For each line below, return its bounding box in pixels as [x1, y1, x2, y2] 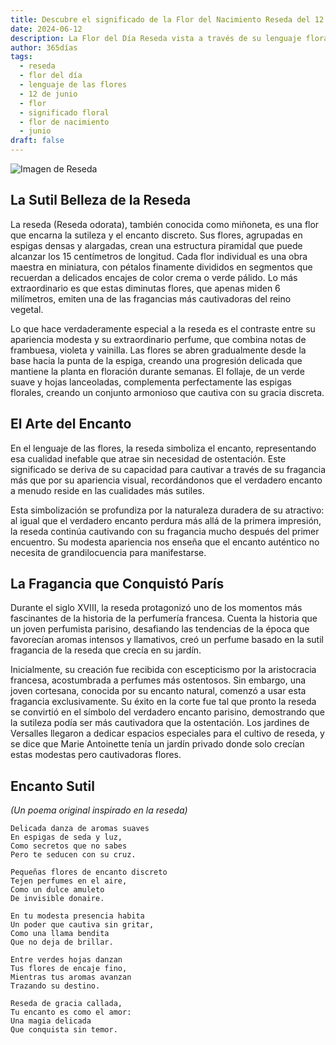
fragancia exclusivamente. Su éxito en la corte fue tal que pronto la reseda [10, 696, 317, 708]
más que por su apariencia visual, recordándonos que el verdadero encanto [10, 474, 323, 486]
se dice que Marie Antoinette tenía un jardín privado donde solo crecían [10, 738, 305, 750]
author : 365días [10, 42, 78, 53]
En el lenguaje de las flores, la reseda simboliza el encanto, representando [10, 442, 317, 454]
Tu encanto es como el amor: [10, 1007, 132, 1018]
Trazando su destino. [10, 981, 101, 991]
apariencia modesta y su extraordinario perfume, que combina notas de [10, 333, 307, 345]
